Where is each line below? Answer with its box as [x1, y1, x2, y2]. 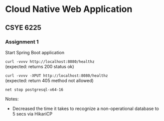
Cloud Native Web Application [5, 3, 133, 15]
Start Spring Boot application [5, 49, 65, 55]
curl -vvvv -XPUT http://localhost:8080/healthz [5, 73, 108, 78]
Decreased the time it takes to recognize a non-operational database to [12, 106, 160, 112]
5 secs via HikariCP [12, 111, 53, 117]
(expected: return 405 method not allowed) [5, 77, 94, 83]
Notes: [5, 96, 19, 102]
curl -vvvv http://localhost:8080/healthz [5, 59, 95, 64]
